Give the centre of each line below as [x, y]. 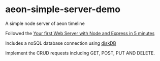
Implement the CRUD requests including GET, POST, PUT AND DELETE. [80, 53]
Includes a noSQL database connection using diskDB [61, 43]
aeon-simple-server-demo [63, 9]
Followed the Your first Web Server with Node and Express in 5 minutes [80, 33]
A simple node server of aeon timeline [45, 23]
